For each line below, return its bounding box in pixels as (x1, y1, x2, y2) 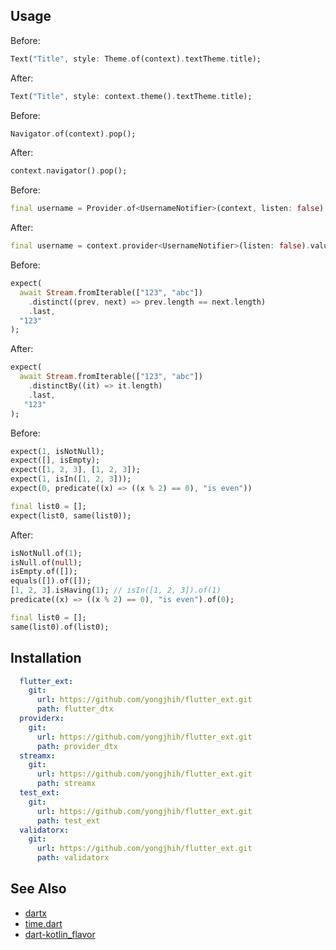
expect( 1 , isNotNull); (10, 446, 105, 456)
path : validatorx (36, 853, 110, 863)
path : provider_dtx (36, 741, 118, 751)
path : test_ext (36, 815, 101, 826)
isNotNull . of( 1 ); (10, 548, 83, 558)
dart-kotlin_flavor (24, 928, 96, 940)
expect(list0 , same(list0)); (10, 510, 132, 521)
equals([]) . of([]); (10, 576, 92, 586)
